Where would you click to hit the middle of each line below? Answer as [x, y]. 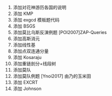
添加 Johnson [27, 88]
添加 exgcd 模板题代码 [36, 20]
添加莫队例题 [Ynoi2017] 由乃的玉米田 [52, 76]
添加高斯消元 [26, 38]
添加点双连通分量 [31, 51]
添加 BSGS [24, 26]
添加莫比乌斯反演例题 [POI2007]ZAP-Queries [60, 32]
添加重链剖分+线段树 [35, 63]
